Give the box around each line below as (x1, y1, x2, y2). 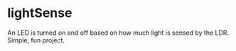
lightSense (7, 5, 73, 21)
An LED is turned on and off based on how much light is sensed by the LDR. (7, 28, 230, 37)
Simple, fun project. (7, 35, 65, 44)
